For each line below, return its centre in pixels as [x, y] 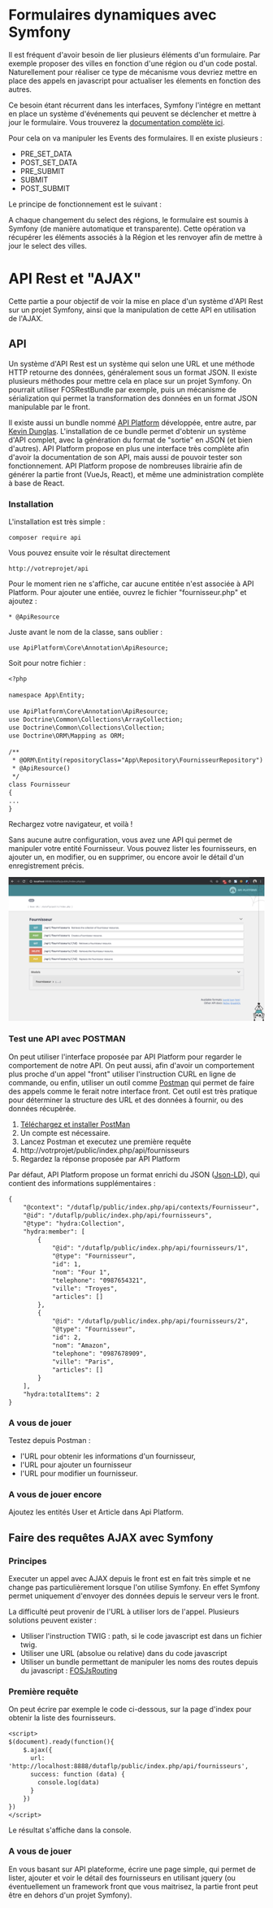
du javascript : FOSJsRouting [69, 1671]
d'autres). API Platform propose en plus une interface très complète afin [129, 448]
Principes [28, 1561]
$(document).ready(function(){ [61, 1742]
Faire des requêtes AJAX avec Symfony [111, 1538]
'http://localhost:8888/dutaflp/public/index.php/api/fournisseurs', [129, 1767]
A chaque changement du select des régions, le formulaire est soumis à [129, 219]
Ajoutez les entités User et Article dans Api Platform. [96, 1512]
